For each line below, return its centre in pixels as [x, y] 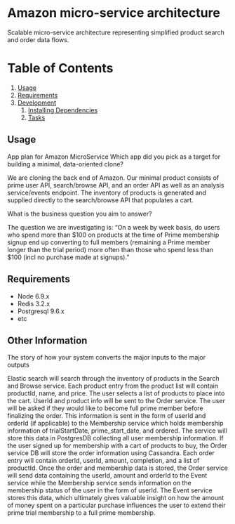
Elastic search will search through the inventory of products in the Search [113, 379]
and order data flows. [38, 39]
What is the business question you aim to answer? [80, 214]
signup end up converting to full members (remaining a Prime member [109, 242]
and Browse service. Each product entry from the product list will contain [113, 386]
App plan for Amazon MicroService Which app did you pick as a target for [114, 157]
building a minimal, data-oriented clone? [66, 164]
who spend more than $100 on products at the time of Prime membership [113, 235]
